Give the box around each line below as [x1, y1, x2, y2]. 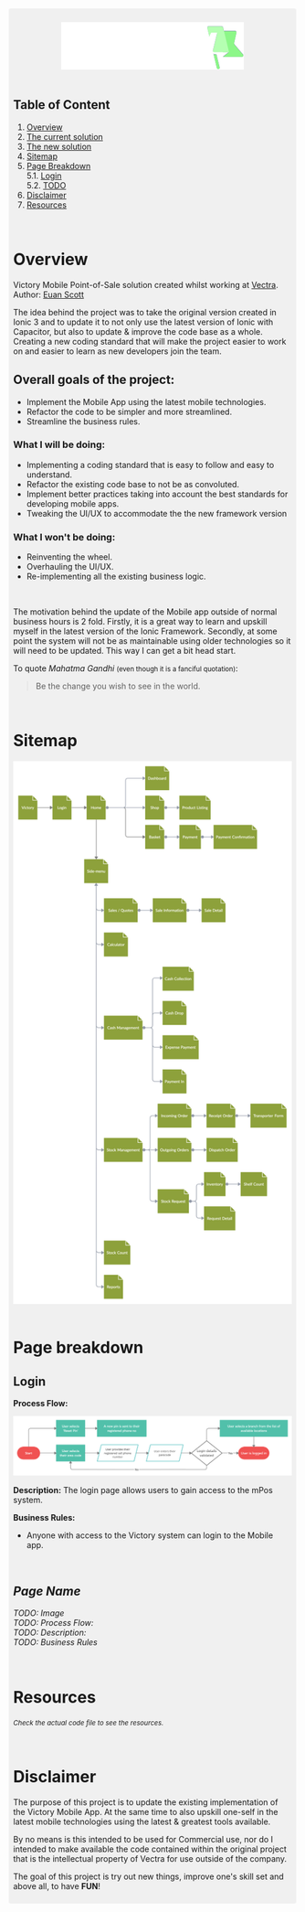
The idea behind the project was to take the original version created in [13, 306, 278, 317]
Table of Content [13, 97, 110, 112]
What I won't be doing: [13, 530, 116, 543]
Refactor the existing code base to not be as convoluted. [26, 478, 239, 489]
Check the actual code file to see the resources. [13, 1718, 164, 1728]
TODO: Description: [13, 1627, 87, 1639]
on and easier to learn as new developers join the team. [13, 346, 222, 357]
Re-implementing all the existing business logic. [26, 571, 206, 582]
